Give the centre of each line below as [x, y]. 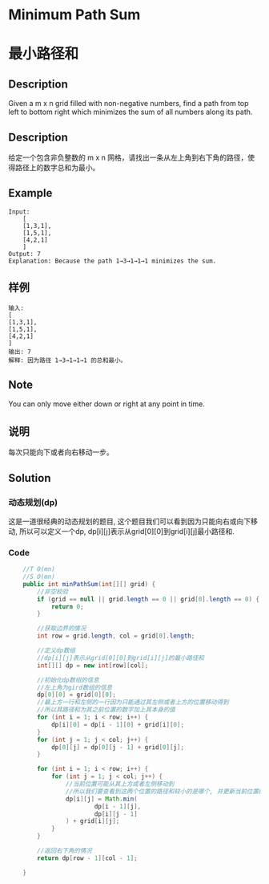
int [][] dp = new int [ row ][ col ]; [93, 665]
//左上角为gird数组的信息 [75, 687]
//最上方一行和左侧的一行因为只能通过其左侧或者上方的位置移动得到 [133, 703]
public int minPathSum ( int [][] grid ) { [89, 584]
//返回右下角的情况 [64, 851]
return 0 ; [67, 607]
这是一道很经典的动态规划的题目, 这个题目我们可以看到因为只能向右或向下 [129, 521]
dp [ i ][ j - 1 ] [116, 814]
